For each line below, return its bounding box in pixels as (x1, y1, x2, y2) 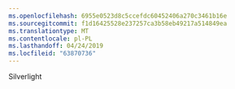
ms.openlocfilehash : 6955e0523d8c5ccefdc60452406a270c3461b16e (8, 11, 228, 20)
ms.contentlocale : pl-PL (8, 34, 93, 43)
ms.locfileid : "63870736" (8, 49, 96, 57)
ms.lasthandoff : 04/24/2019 (8, 42, 104, 50)
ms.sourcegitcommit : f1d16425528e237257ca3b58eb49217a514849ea (8, 19, 228, 28)
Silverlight (8, 72, 42, 81)
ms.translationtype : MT (8, 27, 89, 35)
